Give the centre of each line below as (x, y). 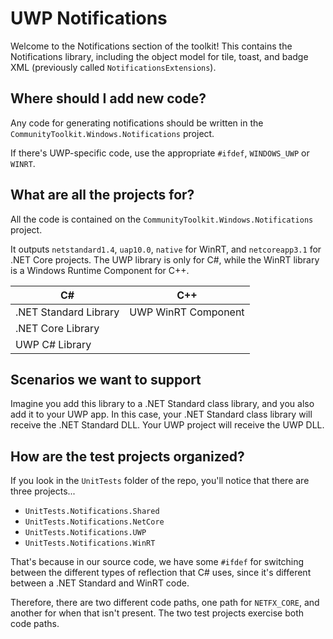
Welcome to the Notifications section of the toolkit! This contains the (151, 46)
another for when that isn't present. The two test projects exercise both (157, 613)
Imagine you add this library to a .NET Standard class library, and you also (162, 404)
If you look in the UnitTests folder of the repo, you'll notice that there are (160, 481)
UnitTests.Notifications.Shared (92, 512)
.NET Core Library (57, 328)
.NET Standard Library (67, 312)
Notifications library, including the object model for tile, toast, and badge (159, 56)
